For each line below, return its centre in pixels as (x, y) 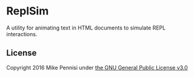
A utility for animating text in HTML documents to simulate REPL (86, 28)
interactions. (22, 34)
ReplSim (28, 11)
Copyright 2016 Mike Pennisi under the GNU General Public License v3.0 (97, 67)
